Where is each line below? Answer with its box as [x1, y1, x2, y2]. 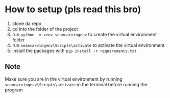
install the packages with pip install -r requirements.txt [12, 47, 137, 54]
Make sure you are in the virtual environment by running [5, 76, 123, 82]
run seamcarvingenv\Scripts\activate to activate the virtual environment [12, 42, 165, 48]
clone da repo [12, 20, 42, 27]
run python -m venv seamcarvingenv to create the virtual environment [12, 31, 157, 37]
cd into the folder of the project [12, 26, 78, 32]
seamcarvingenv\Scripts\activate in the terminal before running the [5, 81, 148, 87]
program [5, 87, 23, 93]
